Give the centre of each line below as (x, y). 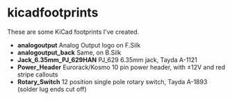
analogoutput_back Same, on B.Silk (69, 52)
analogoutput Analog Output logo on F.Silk (79, 45)
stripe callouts (38, 74)
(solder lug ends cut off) (52, 89)
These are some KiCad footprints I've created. (73, 32)
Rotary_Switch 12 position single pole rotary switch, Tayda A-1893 (112, 81)
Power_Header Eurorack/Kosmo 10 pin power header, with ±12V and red (121, 67)
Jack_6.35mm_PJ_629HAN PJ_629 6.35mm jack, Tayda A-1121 (107, 59)
